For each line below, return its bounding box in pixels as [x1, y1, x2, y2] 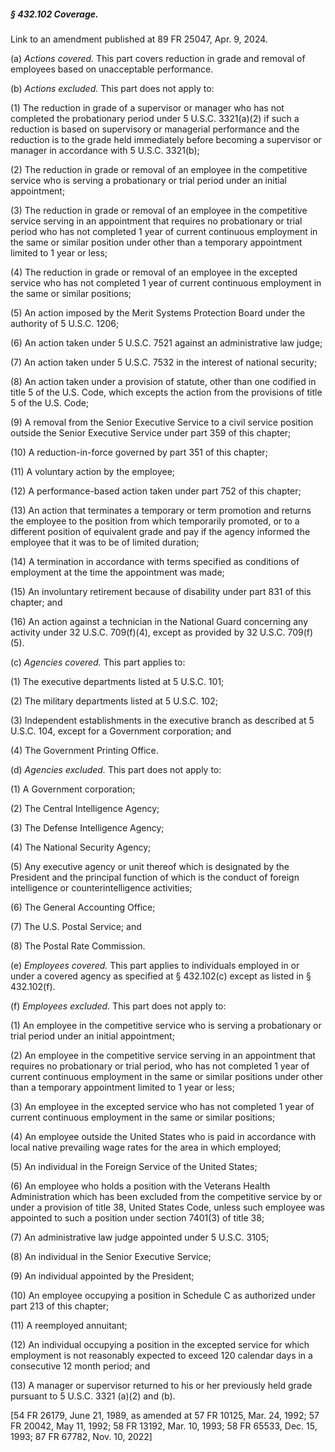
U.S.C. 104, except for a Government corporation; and [10, 725, 232, 737]
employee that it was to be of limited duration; [10, 536, 200, 548]
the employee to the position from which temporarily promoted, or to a [10, 515, 300, 527]
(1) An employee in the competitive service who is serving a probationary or [10, 1019, 322, 1031]
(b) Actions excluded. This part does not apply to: [10, 82, 215, 94]
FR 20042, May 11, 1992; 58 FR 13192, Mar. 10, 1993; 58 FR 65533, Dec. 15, [10, 1420, 318, 1432]
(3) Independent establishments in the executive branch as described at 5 [10, 714, 315, 726]
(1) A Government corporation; [10, 783, 136, 795]
